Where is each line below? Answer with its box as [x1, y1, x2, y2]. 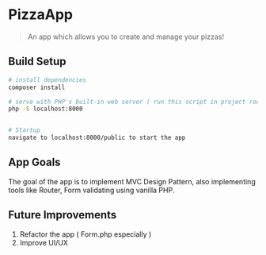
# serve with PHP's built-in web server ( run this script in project [8, 98, 246, 106]
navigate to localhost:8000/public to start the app [8, 133, 186, 142]
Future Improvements [8, 208, 117, 222]
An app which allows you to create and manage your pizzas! [27, 32, 225, 41]
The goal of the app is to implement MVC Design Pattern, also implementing [8, 176, 256, 186]
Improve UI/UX [19, 238, 69, 247]
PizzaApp [8, 6, 74, 24]
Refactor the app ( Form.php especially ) [19, 229, 152, 239]
